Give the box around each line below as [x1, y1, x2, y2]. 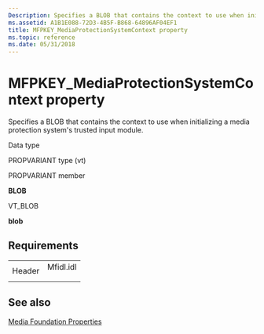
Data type [8, 140, 40, 150]
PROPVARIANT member [8, 171, 86, 180]
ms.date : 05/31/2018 [8, 41, 76, 49]
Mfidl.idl [46, 261, 77, 272]
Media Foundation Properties [8, 317, 102, 326]
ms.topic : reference [8, 33, 76, 42]
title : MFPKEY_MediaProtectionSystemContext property [8, 26, 189, 34]
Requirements [8, 239, 79, 252]
